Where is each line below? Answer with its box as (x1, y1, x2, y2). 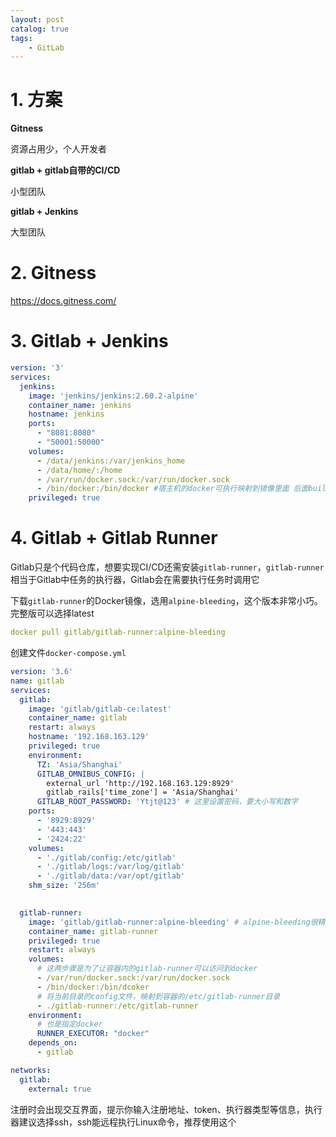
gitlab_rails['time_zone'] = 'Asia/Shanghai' (46, 787, 240, 798)
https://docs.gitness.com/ (10, 295, 117, 307)
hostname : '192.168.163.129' (28, 732, 150, 742)
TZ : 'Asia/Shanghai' (36, 759, 123, 770)
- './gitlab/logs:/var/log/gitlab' (36, 862, 186, 872)
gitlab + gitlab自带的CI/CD (10, 164, 121, 176)
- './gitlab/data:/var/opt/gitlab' (36, 871, 186, 881)
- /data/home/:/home (36, 465, 123, 475)
